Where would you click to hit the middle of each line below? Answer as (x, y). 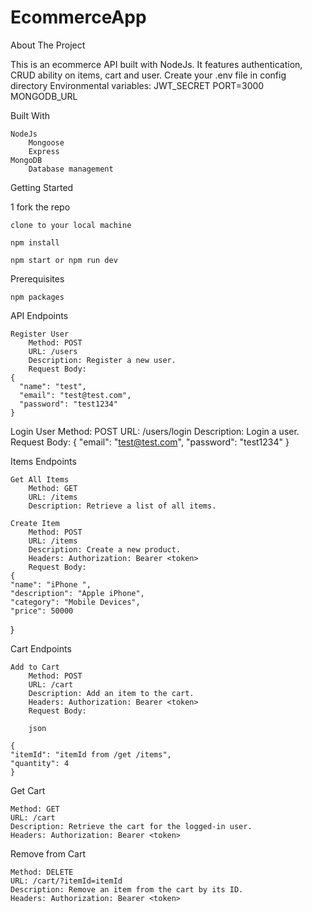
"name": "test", (53, 386)
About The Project (48, 45)
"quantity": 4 (40, 763)
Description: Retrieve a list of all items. (122, 506)
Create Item (35, 523)
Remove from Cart (48, 853)
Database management (71, 169)
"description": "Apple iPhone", (77, 593)
